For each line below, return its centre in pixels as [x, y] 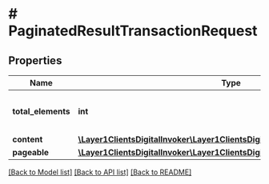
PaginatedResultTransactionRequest [133, 31]
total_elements [41, 111]
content [28, 139]
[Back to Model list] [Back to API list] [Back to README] [100, 172]
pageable [31, 152]
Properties [35, 60]
